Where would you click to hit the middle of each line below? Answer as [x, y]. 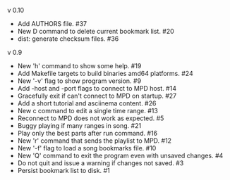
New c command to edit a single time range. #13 [88, 111]
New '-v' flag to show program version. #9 [79, 81]
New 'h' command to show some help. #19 [79, 66]
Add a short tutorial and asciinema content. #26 [87, 103]
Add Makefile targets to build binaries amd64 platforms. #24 [105, 73]
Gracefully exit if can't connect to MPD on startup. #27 [97, 96]
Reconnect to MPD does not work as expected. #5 [91, 118]
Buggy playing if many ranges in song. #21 [79, 126]
